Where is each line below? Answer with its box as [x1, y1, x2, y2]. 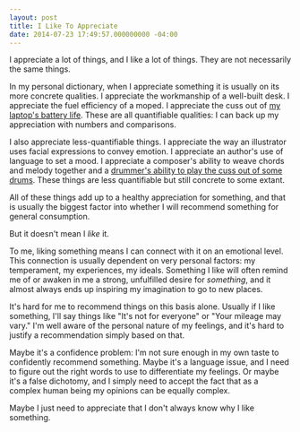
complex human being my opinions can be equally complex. [9, 385, 231, 396]
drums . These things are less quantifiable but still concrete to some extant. [9, 175, 285, 186]
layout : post [9, 13, 58, 22]
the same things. [9, 64, 72, 74]
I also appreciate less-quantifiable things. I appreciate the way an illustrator [9, 136, 287, 148]
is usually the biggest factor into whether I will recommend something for [9, 202, 279, 212]
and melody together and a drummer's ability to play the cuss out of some [9, 165, 283, 176]
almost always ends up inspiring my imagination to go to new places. [9, 284, 263, 295]
